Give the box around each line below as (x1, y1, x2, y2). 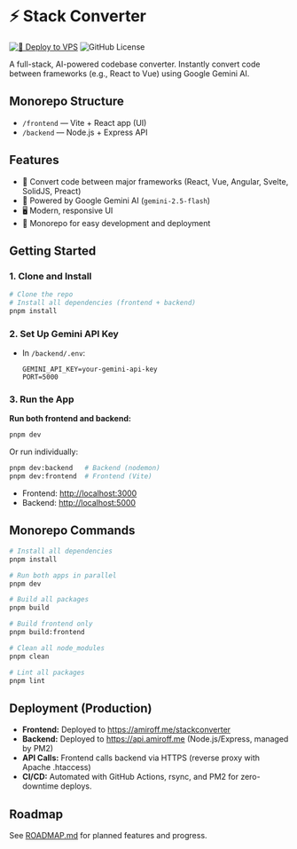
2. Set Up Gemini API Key (9, 327, 120, 340)
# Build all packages (9, 595, 90, 604)
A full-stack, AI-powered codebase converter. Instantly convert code (9, 59, 261, 69)
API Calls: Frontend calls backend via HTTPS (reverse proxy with (21, 752, 260, 763)
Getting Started (9, 243, 97, 258)
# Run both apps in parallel (9, 570, 117, 580)
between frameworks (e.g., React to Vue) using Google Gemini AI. (9, 67, 250, 79)
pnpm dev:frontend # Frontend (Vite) (9, 472, 152, 481)
